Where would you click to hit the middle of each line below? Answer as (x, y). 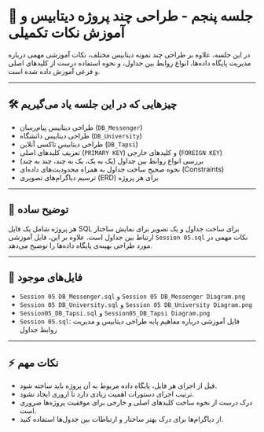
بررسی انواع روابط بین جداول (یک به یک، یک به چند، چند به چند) (112, 161)
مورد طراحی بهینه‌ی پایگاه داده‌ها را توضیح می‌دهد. (81, 245)
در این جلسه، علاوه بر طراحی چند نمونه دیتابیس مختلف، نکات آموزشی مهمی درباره (129, 54)
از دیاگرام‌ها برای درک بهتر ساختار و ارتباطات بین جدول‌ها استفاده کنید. (121, 419)
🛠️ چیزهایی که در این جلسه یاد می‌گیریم (93, 104)
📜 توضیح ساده (38, 210)
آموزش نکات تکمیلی (66, 33)
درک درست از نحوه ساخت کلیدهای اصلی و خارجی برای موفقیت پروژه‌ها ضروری (136, 402)
